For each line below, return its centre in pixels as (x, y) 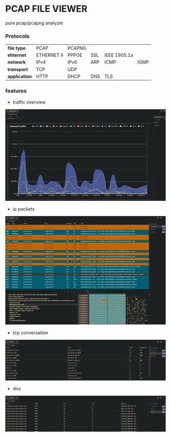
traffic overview (29, 102)
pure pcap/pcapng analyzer (34, 23)
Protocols (18, 36)
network (17, 62)
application (20, 76)
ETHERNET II (50, 55)
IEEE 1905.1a (119, 55)
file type (17, 48)
